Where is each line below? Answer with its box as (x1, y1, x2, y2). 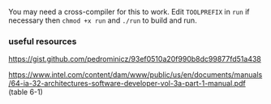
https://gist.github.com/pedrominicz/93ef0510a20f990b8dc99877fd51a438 (8, 54, 261, 64)
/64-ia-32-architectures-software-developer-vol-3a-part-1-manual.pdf (8, 79, 246, 89)
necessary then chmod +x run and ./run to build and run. (8, 15, 197, 25)
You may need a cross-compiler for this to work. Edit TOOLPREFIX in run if (8, 7, 250, 16)
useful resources (8, 36, 77, 47)
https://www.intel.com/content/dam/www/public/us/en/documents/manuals (8, 70, 263, 80)
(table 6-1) (8, 87, 43, 97)
